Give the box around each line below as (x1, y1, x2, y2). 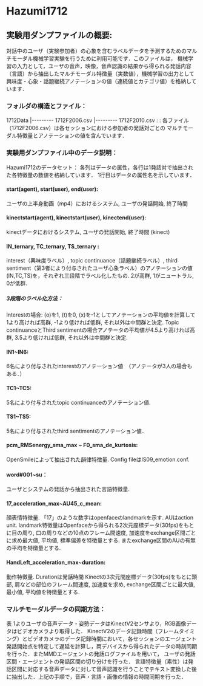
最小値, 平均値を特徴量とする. (6, 588, 80, 595)
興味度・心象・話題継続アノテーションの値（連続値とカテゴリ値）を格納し (6, 78, 192, 84)
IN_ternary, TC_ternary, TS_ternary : (6, 242, 99, 250)
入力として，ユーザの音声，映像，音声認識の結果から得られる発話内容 (16, 63, 192, 69)
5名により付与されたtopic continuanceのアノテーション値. (6, 399, 151, 406)
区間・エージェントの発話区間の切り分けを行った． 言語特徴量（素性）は (6, 657, 188, 665)
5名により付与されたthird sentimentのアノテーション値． (6, 427, 147, 434)
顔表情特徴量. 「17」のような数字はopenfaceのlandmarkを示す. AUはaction (6, 514, 194, 521)
